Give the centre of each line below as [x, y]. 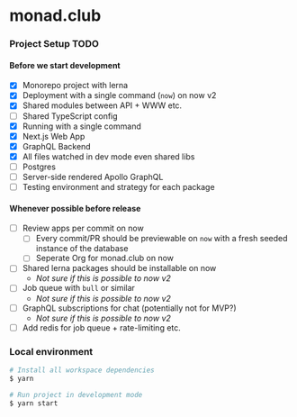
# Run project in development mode [76, 394]
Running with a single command [81, 126]
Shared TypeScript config [70, 116]
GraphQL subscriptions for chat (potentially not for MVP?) [129, 308]
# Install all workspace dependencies [82, 370]
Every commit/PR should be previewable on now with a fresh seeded [162, 239]
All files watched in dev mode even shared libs [108, 156]
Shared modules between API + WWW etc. [102, 105]
